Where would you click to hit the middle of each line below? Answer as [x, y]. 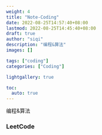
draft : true [21, 34]
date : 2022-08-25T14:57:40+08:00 [47, 22]
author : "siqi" [25, 39]
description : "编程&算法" [36, 45]
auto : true [25, 93]
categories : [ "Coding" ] [35, 66]
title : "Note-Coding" [33, 17]
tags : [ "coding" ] [27, 61]
